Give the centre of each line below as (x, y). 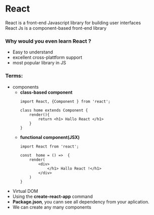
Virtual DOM (25, 191)
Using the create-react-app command (53, 196)
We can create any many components (52, 207)
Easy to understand (33, 52)
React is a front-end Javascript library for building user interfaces (73, 23)
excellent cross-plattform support (47, 57)
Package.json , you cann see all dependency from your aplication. (81, 201)
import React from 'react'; (49, 147)
